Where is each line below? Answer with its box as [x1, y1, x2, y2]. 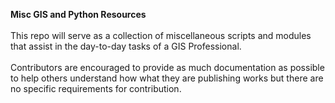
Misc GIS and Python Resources [10, 9, 147, 20]
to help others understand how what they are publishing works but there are [10, 72, 324, 84]
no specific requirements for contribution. [10, 83, 182, 94]
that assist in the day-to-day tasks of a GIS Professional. [10, 40, 242, 52]
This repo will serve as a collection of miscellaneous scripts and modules [10, 30, 312, 41]
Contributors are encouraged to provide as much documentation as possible [10, 62, 325, 73]
